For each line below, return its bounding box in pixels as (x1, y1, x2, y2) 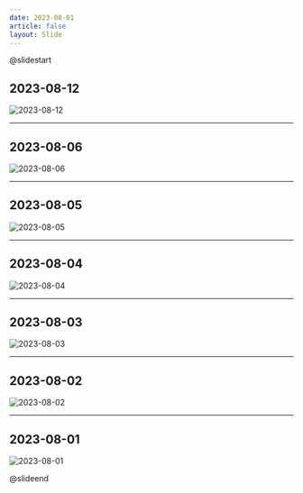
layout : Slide (9, 30, 63, 39)
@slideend (9, 473, 50, 484)
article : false (9, 22, 67, 31)
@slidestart (9, 55, 52, 66)
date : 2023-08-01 (9, 13, 75, 23)
